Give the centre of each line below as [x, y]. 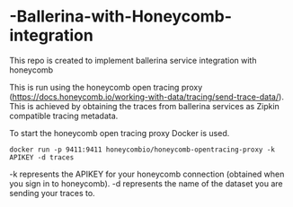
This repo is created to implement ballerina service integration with [133, 60]
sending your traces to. [53, 193]
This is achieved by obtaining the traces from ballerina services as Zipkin [145, 106]
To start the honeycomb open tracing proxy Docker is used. [120, 133]
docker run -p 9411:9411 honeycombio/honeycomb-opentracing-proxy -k [142, 150]
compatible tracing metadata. [64, 116]
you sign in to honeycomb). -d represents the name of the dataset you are [146, 183]
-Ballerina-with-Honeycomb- [120, 17]
